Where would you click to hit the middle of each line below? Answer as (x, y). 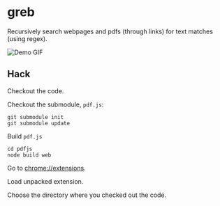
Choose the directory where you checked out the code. (87, 195)
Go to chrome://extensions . (46, 168)
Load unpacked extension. (45, 181)
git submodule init (36, 117)
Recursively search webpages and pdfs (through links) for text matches (110, 31)
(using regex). (27, 38)
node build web (29, 155)
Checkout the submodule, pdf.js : (56, 104)
